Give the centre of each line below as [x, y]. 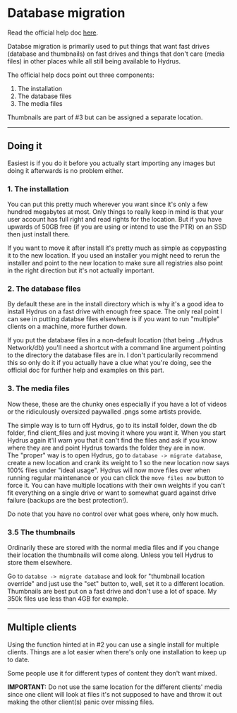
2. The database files [44, 289]
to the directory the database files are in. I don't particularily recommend [113, 355]
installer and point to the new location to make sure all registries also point [115, 263]
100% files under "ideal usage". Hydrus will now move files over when [109, 470]
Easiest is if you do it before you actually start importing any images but [111, 163]
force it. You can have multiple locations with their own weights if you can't [116, 485]
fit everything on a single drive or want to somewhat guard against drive [112, 493]
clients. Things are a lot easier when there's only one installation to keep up [117, 652]
